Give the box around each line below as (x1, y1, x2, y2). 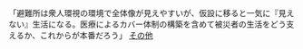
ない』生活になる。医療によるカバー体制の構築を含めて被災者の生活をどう (8, 19, 287, 29)
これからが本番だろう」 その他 (39, 30, 153, 40)
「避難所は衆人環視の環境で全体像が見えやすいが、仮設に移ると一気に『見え (8, 8, 295, 18)
